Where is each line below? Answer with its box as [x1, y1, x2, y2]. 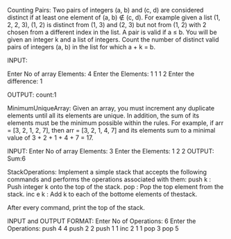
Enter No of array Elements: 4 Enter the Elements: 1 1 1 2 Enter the [7, 69, 195, 78]
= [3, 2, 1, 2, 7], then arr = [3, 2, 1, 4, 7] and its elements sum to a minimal [7, 126, 216, 134]
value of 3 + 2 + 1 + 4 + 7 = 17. [7, 133, 94, 142]
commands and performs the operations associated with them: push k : [7, 175, 212, 183]
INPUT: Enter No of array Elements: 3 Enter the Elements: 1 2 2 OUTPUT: [7, 147, 214, 155]
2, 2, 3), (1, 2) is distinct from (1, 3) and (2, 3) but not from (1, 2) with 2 [7, 21, 207, 28]
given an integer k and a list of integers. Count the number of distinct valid [7, 35, 220, 44]
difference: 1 [7, 77, 43, 85]
